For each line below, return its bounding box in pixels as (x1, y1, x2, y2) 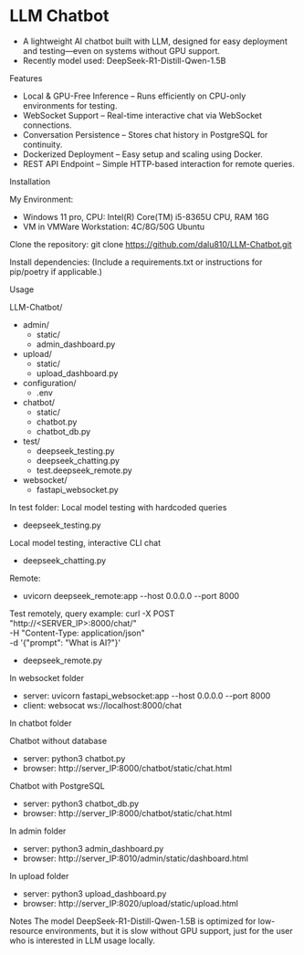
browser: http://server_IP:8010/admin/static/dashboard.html (22, 853, 249, 864)
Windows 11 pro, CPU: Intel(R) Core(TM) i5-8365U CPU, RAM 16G (22, 211, 269, 222)
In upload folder (9, 870, 69, 881)
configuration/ (22, 377, 77, 388)
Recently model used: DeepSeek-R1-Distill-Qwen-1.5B (22, 55, 226, 66)
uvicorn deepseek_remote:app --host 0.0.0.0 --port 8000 (22, 590, 240, 601)
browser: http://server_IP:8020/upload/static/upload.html (22, 897, 239, 908)
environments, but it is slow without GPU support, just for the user (45, 925, 294, 936)
